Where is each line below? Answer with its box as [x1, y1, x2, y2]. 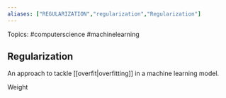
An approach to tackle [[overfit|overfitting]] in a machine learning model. [7, 69, 220, 78]
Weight [7, 83, 28, 92]
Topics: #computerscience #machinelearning [7, 30, 140, 38]
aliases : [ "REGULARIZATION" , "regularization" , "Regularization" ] [7, 10, 201, 18]
